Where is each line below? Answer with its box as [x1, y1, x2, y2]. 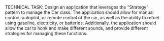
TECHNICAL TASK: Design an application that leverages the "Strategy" [5, 4, 149, 10]
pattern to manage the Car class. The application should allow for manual [5, 9, 154, 15]
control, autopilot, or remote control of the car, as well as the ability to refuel [5, 15, 159, 20]
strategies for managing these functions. [5, 31, 88, 36]
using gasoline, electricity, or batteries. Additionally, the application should [5, 20, 156, 26]
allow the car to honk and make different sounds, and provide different [5, 25, 148, 31]
